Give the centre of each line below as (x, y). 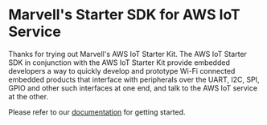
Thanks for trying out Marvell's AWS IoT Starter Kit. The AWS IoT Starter (128, 54)
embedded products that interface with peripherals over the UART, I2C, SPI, (134, 79)
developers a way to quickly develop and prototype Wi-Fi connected (122, 71)
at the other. (29, 96)
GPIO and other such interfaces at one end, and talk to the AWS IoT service (133, 88)
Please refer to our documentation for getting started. (97, 112)
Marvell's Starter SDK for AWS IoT (124, 15)
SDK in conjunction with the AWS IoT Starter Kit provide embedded (119, 62)
